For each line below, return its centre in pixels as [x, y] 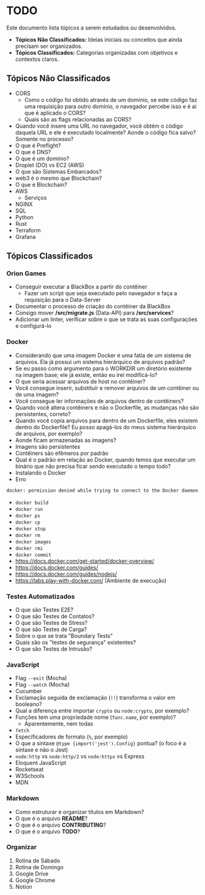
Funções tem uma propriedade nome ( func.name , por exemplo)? [95, 717]
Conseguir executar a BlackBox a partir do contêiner [81, 287]
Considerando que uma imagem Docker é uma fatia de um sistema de [103, 355]
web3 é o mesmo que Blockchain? [58, 178]
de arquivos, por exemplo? [49, 433]
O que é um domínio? [42, 158]
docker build [32, 503]
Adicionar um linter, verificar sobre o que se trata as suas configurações [106, 319]
